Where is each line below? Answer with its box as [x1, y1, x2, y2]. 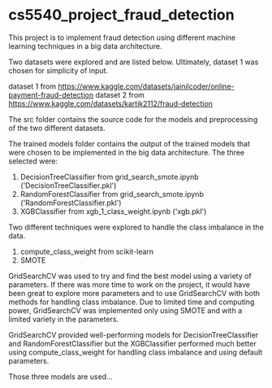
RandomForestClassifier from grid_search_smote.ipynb [19, 189, 205, 198]
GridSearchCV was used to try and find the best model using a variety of [8, 271, 252, 281]
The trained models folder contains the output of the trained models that [8, 138, 250, 148]
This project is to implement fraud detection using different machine [8, 33, 236, 42]
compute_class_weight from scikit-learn [19, 246, 154, 256]
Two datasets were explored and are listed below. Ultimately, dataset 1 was [8, 57, 259, 67]
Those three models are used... [8, 372, 113, 381]
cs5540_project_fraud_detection [8, 6, 235, 24]
